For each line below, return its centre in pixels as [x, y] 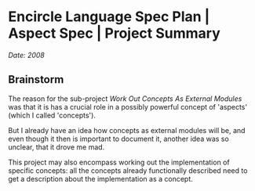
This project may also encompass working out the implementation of [119, 162]
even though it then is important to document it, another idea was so [118, 139]
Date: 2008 [27, 55]
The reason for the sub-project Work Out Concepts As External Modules [125, 99]
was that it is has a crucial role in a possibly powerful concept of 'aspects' [128, 106]
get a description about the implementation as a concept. [101, 178]
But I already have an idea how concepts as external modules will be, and [127, 130]
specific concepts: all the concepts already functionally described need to [128, 170]
